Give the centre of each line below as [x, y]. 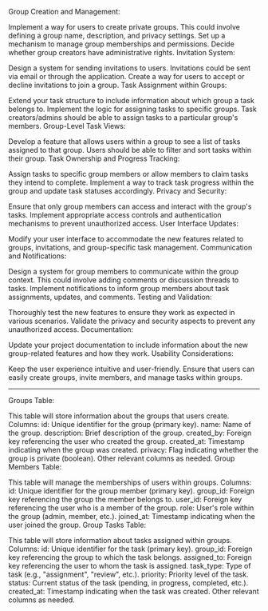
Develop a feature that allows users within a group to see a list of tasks [124, 142]
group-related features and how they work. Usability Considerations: [121, 353]
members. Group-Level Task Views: [67, 126]
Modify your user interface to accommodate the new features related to [126, 239]
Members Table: [35, 467]
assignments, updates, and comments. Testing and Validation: [110, 297]
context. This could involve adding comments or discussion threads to [124, 280]
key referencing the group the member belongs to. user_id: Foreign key [125, 499]
